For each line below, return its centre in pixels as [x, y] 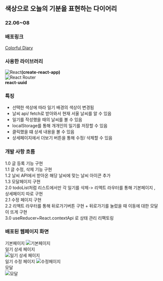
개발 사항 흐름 [20, 152]
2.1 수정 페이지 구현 [23, 200]
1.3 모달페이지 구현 [23, 181]
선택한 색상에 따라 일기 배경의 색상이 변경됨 [53, 107]
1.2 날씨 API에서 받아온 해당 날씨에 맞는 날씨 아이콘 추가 [58, 175]
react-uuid [16, 82]
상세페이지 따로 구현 [24, 193]
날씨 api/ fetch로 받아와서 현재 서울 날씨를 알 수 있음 [62, 114]
